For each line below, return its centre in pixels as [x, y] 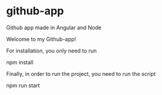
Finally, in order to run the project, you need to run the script [81, 73]
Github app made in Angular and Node [54, 27]
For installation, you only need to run [51, 50]
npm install [20, 62]
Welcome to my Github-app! [41, 39]
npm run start [23, 85]
